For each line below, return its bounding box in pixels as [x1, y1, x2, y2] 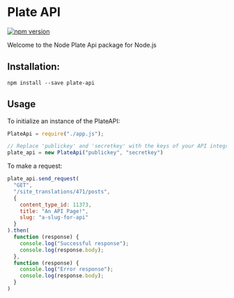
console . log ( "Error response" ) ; [19, 266, 114, 273]
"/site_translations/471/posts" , [13, 188, 111, 195]
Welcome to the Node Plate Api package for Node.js [7, 40, 157, 49]
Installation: [7, 61, 61, 73]
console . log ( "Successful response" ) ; [19, 240, 130, 247]
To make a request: [7, 162, 63, 171]
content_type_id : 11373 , [19, 201, 92, 208]
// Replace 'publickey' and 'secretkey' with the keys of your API [7, 143, 208, 150]
